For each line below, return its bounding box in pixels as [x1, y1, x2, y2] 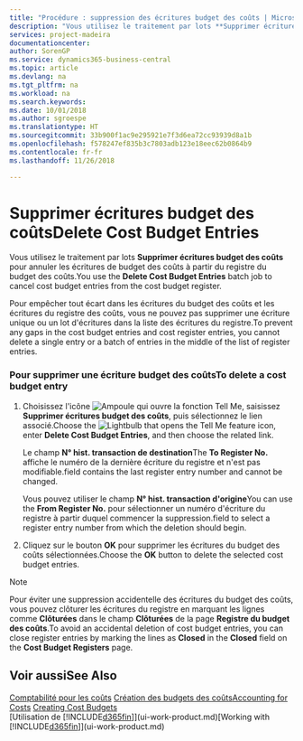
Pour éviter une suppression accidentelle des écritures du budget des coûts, [9, 594, 294, 605]
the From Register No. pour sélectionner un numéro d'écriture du [22, 502, 266, 513]
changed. [22, 475, 59, 486]
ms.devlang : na [9, 72, 67, 81]
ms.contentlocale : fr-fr [9, 147, 103, 156]
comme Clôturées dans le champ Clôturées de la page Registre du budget [9, 613, 290, 624]
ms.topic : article [9, 64, 78, 73]
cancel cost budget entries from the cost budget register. [9, 281, 223, 292]
